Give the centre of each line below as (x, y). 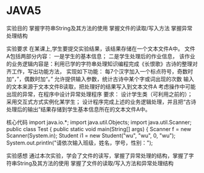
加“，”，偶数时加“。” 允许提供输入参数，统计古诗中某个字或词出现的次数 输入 (100, 79)
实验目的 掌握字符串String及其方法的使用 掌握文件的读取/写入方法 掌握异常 (100, 28)
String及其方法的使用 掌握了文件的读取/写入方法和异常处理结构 (95, 163)
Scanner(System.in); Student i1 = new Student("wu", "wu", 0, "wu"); (91, 135)
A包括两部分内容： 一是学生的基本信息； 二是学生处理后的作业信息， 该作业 (101, 56)
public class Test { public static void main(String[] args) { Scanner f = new (99, 129)
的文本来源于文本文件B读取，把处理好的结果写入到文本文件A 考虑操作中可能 (101, 86)
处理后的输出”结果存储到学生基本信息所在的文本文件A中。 (78, 109)
